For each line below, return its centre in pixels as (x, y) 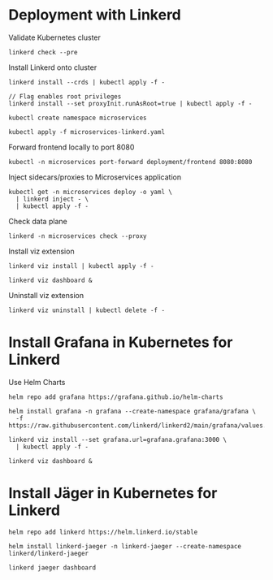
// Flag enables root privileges (65, 96)
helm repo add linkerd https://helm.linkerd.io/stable (103, 532)
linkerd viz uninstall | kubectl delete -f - (87, 310)
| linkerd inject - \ (52, 199)
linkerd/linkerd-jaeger (49, 553)
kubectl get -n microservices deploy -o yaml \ (91, 192)
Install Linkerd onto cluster (53, 67)
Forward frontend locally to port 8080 (71, 147)
